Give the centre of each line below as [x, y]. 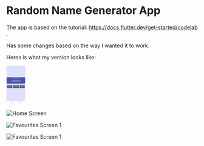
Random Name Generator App [83, 11]
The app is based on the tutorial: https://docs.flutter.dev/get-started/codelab [102, 27]
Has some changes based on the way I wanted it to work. [78, 45]
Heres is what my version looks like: [51, 57]
